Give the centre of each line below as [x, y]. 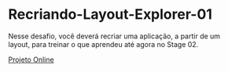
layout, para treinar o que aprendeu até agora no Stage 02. [103, 44]
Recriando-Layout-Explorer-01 [110, 14]
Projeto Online [31, 59]
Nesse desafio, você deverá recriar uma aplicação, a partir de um [114, 36]
